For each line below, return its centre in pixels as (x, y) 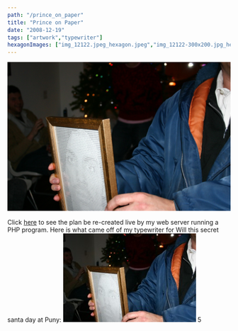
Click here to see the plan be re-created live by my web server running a (113, 222)
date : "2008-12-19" (36, 30)
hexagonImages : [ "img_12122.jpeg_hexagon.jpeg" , (80, 45)
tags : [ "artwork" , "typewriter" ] (55, 38)
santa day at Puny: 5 (104, 320)
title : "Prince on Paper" (45, 22)
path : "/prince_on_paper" (45, 15)
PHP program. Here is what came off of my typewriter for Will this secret (113, 230)
